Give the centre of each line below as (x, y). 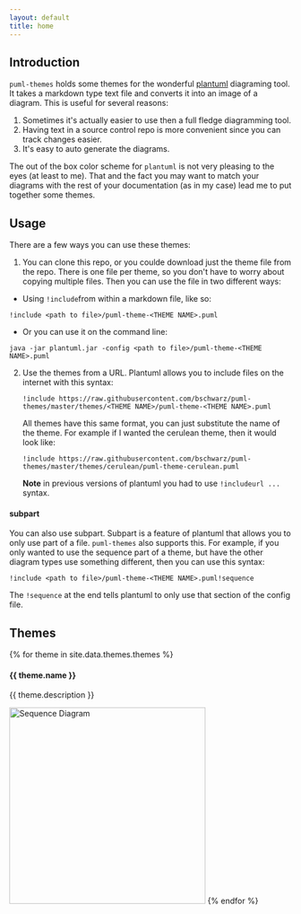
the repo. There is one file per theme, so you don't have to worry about (153, 272)
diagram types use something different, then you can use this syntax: (137, 562)
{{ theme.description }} (52, 695)
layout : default (39, 18)
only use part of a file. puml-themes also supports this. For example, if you (144, 543)
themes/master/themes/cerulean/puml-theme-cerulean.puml (131, 467)
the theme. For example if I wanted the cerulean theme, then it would (149, 433)
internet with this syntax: (68, 382)
